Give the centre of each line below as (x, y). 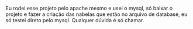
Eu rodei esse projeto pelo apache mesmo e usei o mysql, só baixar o (89, 8)
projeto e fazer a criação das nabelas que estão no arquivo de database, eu (96, 14)
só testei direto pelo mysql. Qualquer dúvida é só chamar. (75, 20)
